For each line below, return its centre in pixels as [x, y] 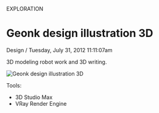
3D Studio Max [34, 97]
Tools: [14, 85]
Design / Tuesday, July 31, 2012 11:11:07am [59, 50]
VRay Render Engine [41, 103]
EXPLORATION [25, 9]
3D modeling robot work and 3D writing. [57, 62]
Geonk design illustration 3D [80, 33]
